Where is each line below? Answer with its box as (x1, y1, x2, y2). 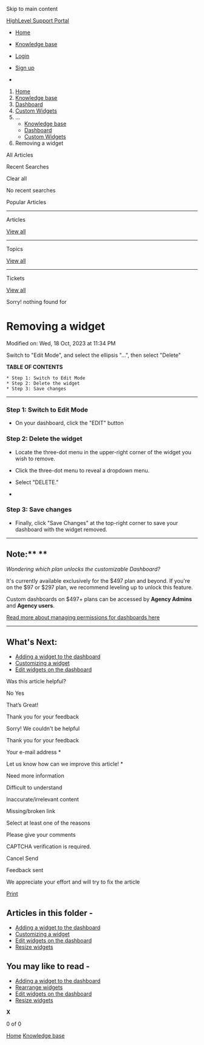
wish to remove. (15, 455, 56, 462)
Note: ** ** (6, 549, 47, 560)
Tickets (6, 275, 25, 282)
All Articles (6, 152, 33, 158)
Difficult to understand (6, 784, 63, 791)
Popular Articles (6, 199, 47, 206)
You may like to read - (6, 961, 90, 971)
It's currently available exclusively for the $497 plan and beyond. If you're (6, 577, 190, 584)
